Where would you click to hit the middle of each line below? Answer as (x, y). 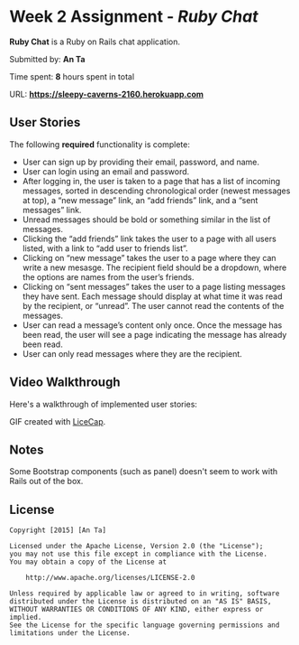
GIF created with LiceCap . (58, 421)
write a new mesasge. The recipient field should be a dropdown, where (154, 267)
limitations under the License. (70, 633)
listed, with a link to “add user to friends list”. (105, 248)
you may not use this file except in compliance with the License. (139, 554)
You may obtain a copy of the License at (88, 562)
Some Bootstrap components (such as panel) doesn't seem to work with (144, 472)
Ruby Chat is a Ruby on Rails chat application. (95, 42)
